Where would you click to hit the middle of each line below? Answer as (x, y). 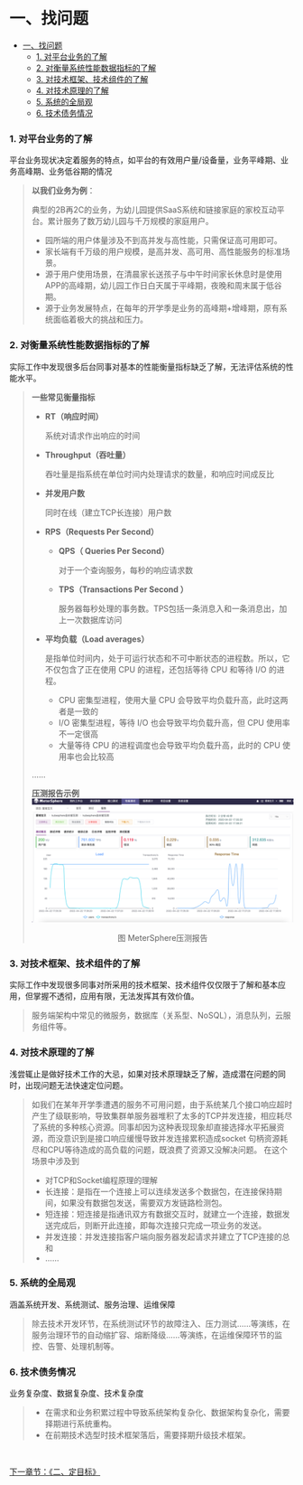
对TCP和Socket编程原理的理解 (101, 1180)
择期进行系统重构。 (81, 1424)
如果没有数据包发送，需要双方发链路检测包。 (144, 1202)
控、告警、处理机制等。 (75, 1346)
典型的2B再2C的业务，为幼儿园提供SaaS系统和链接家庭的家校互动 (154, 210)
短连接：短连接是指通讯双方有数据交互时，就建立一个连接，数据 (163, 1214)
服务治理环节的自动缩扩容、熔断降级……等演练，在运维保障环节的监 (156, 1335)
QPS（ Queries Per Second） (114, 550)
